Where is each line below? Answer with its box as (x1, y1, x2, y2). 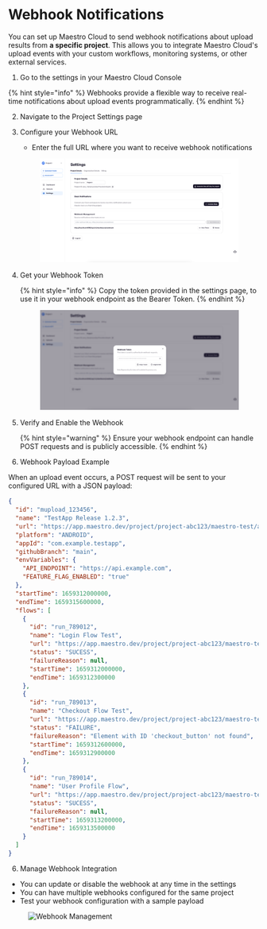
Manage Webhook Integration (19, 864, 118, 873)
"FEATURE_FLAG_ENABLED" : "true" (22, 573, 130, 581)
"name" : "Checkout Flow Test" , (29, 707, 133, 715)
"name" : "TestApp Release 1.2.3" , (15, 514, 130, 522)
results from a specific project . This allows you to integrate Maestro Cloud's (8, 40, 258, 49)
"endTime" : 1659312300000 (29, 673, 115, 681)
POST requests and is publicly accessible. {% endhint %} (19, 442, 208, 451)
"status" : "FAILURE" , (29, 723, 102, 732)
